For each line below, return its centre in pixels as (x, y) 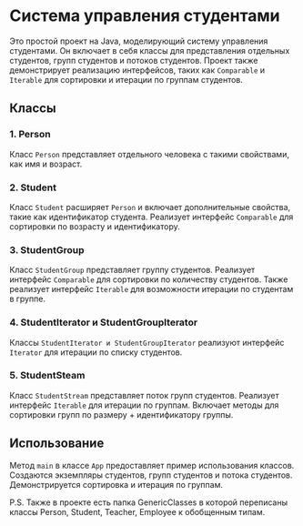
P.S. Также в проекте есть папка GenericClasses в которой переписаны (149, 502)
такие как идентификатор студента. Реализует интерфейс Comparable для (151, 217)
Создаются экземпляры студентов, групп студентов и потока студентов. (151, 475)
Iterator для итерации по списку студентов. (96, 352)
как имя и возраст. (46, 164)
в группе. (27, 299)
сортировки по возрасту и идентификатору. (95, 226)
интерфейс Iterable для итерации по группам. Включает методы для (144, 405)
